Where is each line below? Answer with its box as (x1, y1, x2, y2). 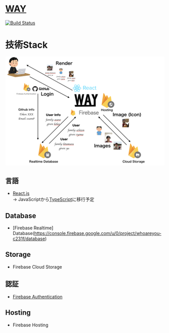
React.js (12, 190, 30, 196)
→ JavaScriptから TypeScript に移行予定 (12, 196, 95, 203)
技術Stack (5, 39, 48, 51)
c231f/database (12, 236, 46, 242)
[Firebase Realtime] (12, 225, 54, 231)
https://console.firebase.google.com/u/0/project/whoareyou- (34, 230, 162, 237)
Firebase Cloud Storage (12, 263, 62, 270)
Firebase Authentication (12, 293, 63, 299)
